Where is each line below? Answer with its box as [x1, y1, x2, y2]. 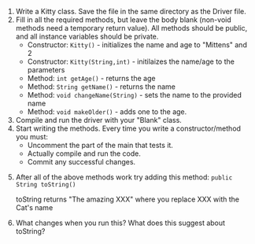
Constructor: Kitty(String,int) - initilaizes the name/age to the [27, 57, 235, 66]
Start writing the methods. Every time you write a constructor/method [15, 124, 242, 133]
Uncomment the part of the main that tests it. [27, 141, 173, 150]
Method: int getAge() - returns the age [27, 74, 156, 83]
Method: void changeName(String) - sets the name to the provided [27, 91, 242, 99]
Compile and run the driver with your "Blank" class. [15, 116, 183, 124]
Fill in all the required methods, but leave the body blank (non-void [15, 15, 232, 24]
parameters [27, 65, 65, 74]
